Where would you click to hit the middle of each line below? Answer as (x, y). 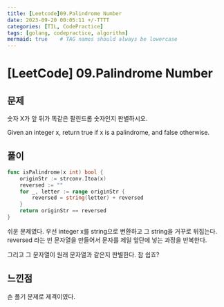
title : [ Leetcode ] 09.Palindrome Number (65, 13)
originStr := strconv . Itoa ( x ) (63, 178)
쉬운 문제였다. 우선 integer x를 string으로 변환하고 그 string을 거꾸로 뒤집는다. (112, 231)
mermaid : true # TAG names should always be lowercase (92, 39)
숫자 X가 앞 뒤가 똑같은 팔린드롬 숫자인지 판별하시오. (77, 119)
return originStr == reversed (63, 211)
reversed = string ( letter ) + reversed (88, 198)
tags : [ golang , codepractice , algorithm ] (68, 33)
